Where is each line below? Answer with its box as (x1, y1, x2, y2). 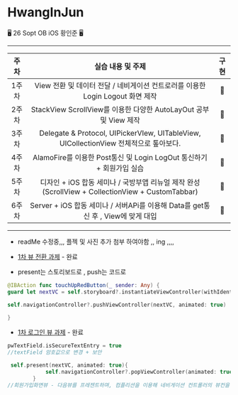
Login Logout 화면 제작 (83, 91, 157, 101)
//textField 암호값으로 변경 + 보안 (7, 349, 102, 356)
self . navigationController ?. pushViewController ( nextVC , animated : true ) (7, 301, 227, 308)
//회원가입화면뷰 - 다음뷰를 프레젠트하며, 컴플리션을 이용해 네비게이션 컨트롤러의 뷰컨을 (7, 382, 230, 389)
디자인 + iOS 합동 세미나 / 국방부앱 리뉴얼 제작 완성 (40, 177, 200, 187)
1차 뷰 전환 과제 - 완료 (17, 252, 78, 261)
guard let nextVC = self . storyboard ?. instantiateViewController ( (7, 288, 204, 296)
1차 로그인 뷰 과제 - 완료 (17, 328, 84, 337)
